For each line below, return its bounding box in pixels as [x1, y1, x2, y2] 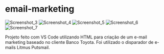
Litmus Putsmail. [17, 44, 50, 50]
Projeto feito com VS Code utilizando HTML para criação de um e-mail [5, 34, 147, 40]
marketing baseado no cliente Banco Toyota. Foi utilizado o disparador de [5, 39, 154, 45]
